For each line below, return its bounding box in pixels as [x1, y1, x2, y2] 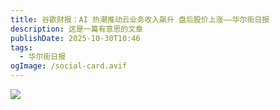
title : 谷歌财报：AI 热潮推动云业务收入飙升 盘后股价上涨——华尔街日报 [10, 14, 270, 25]
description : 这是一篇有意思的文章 [10, 24, 143, 34]
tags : [10, 42, 33, 53]
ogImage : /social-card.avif [10, 61, 128, 71]
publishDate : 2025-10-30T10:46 [10, 33, 141, 43]
